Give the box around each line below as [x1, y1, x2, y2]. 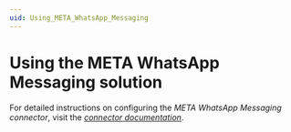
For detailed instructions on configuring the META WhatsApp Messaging [9, 102, 283, 113]
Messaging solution [9, 72, 162, 92]
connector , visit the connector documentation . [9, 111, 184, 123]
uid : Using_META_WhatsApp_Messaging [9, 13, 149, 23]
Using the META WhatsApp [9, 52, 221, 73]
